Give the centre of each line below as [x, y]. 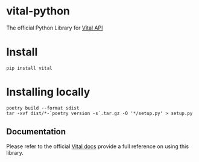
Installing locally [48, 92]
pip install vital [29, 68]
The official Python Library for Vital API [55, 28]
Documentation [36, 132]
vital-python [38, 11]
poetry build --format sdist [43, 108]
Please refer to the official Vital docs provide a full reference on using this [97, 146]
